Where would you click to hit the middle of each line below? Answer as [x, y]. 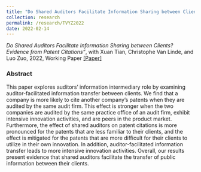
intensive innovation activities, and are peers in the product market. [89, 119]
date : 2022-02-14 [28, 28]
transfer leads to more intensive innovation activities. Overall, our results [95, 150]
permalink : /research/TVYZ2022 [45, 23]
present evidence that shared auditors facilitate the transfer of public [91, 157]
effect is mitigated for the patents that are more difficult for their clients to [97, 138]
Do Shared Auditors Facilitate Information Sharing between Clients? [90, 46]
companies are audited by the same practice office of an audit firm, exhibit [98, 112]
